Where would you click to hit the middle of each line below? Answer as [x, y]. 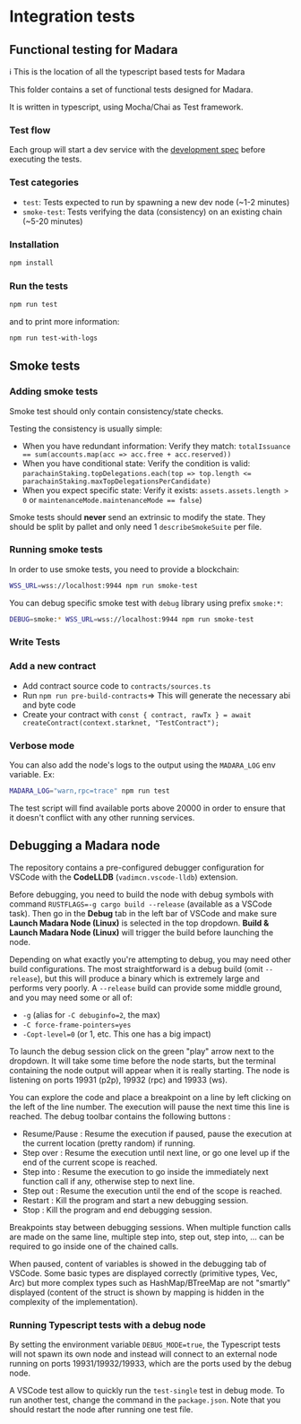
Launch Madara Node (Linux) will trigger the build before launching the [142, 932]
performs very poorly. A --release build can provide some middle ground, [146, 987]
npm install [31, 263]
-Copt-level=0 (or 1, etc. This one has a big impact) [117, 1034]
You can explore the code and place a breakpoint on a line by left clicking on [150, 1097]
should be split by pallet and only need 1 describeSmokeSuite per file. [136, 526]
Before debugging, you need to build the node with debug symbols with [142, 894]
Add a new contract [53, 666]
